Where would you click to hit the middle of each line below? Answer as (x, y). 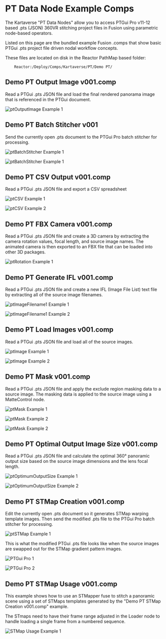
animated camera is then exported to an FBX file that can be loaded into (79, 247)
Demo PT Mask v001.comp (48, 377)
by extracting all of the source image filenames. (54, 295)
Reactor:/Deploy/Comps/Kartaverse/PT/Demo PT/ (63, 67)
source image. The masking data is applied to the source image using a (79, 394)
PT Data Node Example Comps (70, 9)
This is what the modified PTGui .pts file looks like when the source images (82, 544)
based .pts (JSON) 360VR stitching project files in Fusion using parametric (82, 27)
